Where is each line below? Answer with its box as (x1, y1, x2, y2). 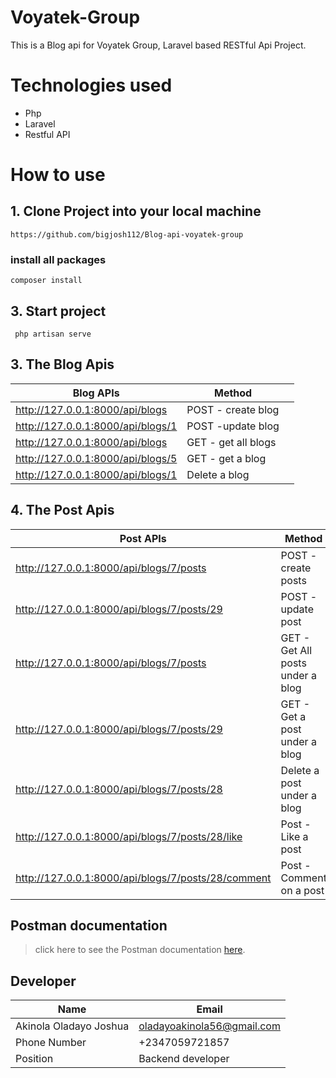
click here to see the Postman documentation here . (34, 944, 246, 956)
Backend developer (138, 1052, 230, 1066)
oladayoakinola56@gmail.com (138, 1019, 281, 1033)
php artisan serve (14, 329, 92, 339)
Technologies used (10, 74, 173, 97)
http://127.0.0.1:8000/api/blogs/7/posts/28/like (15, 829, 243, 843)
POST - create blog (186, 402, 280, 416)
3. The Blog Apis (10, 356, 115, 373)
